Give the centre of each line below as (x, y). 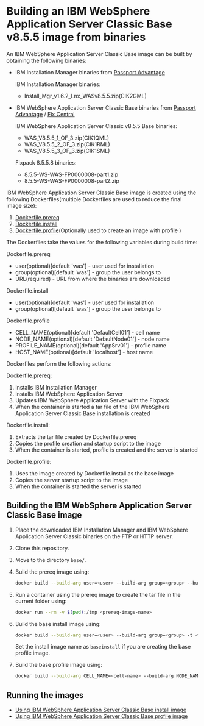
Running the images (45, 695)
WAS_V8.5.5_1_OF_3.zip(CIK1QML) (67, 138)
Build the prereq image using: (52, 572)
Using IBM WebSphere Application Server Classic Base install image (101, 710)
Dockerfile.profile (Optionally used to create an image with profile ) (98, 230)
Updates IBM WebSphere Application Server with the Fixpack (92, 400)
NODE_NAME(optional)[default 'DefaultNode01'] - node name (92, 339)
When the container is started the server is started (78, 486)
